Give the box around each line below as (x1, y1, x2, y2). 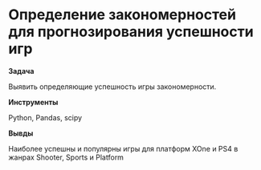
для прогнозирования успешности (8, 22, 255, 41)
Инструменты (8, 97, 59, 107)
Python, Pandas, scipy (8, 112, 83, 122)
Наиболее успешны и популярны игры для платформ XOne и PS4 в (8, 144, 239, 153)
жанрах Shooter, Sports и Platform (8, 152, 124, 162)
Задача (8, 66, 35, 75)
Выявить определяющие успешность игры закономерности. (8, 82, 217, 91)
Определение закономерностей (8, 6, 237, 24)
